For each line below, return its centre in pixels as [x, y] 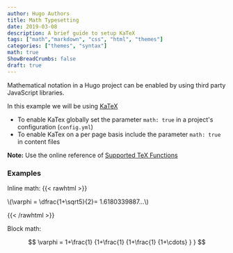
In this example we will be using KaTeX [63, 106]
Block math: [24, 228]
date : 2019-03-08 [32, 26]
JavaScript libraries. [36, 92]
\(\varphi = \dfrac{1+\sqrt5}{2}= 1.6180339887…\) [78, 202]
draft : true [24, 65]
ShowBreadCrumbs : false [42, 59]
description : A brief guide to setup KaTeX [71, 33]
